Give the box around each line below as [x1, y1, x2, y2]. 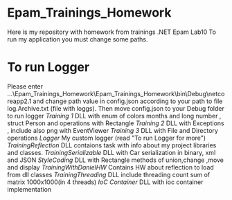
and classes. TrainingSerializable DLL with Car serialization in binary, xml [7, 148, 216, 156]
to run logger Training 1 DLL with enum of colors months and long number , [7, 111, 222, 120]
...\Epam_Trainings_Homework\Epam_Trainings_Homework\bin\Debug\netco [7, 89, 225, 98]
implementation [7, 185, 52, 193]
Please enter [7, 82, 44, 91]
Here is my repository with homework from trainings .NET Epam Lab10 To [7, 28, 217, 36]
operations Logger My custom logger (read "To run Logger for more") [7, 134, 206, 142]
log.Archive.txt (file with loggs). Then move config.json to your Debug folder [7, 104, 225, 112]
